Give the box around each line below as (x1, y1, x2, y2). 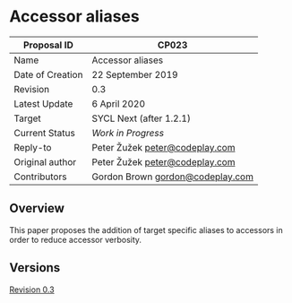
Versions (9, 260, 61, 275)
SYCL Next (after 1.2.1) (91, 112, 191, 125)
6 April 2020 (91, 97, 146, 109)
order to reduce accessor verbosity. (9, 234, 142, 245)
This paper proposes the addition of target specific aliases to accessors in (9, 224, 284, 235)
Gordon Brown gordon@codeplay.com (91, 170, 253, 183)
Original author (13, 155, 77, 168)
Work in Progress (91, 126, 164, 139)
